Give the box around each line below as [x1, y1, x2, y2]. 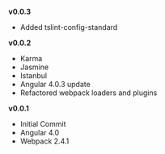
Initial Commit [19, 119, 66, 128]
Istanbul [19, 71, 47, 80]
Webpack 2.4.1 [19, 136, 70, 146]
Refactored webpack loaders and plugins [19, 88, 158, 98]
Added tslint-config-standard [19, 23, 118, 31]
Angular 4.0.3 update [19, 80, 91, 89]
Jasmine [19, 62, 49, 72]
